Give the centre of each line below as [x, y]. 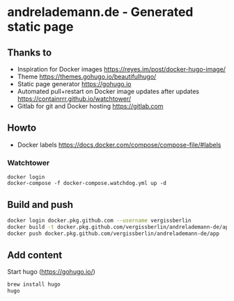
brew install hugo [34, 285]
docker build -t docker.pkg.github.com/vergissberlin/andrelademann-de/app [119, 227]
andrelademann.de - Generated [100, 12]
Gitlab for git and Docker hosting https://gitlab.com [90, 106]
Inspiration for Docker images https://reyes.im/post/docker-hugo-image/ [122, 69]
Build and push [40, 205]
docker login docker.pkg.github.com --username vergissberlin [99, 220]
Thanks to [30, 52]
